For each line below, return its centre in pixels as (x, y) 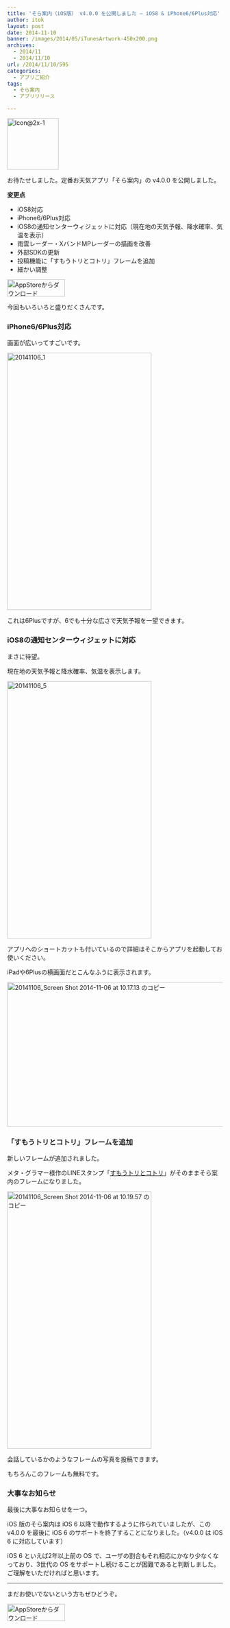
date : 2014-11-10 (32, 33)
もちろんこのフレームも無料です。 (55, 1474)
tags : (15, 84)
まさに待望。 (25, 657)
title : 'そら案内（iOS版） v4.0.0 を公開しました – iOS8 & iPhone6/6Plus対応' (114, 13)
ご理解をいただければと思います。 (55, 1573)
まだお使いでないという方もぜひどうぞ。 (64, 1594)
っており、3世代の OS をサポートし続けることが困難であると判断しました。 (114, 1564)
